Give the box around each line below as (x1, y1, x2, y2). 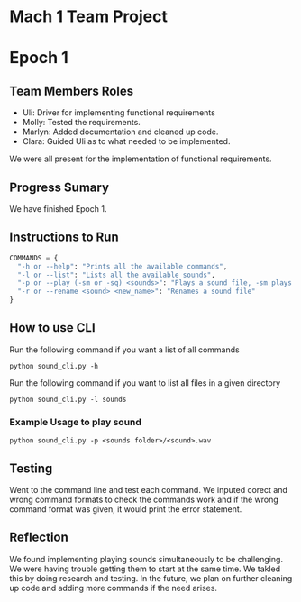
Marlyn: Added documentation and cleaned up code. (22, 126, 219, 137)
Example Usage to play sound (9, 415, 142, 428)
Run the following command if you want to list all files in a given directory (9, 377, 281, 388)
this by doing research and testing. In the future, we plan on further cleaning (9, 572, 293, 583)
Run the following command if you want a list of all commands (9, 344, 241, 355)
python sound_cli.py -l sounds (9, 395, 127, 404)
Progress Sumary (9, 179, 110, 195)
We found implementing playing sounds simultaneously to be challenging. (9, 553, 284, 564)
